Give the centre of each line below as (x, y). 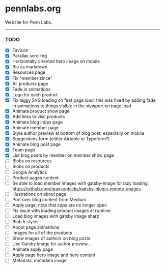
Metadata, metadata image (40, 261)
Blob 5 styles (25, 222)
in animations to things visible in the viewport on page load (72, 106)
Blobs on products (31, 166)
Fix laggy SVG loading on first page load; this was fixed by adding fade (84, 100)
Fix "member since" (32, 78)
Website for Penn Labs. (29, 22)
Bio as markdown (30, 67)
